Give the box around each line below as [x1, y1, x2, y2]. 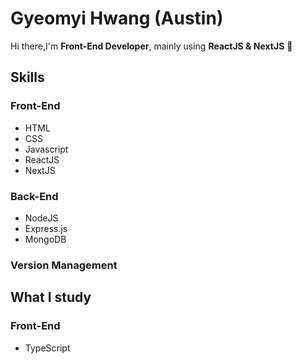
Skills [10, 69, 45, 86]
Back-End [10, 189, 59, 203]
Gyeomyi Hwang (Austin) [10, 7, 224, 30]
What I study [10, 289, 92, 306]
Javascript [24, 143, 69, 155]
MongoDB [24, 233, 67, 245]
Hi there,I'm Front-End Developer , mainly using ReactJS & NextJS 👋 [10, 40, 293, 52]
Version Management [10, 258, 118, 272]
